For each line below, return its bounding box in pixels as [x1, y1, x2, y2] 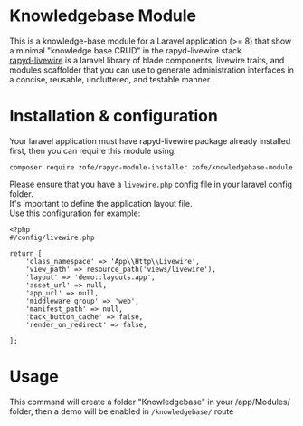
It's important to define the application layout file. [9, 198, 193, 208]
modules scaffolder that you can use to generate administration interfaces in [9, 64, 295, 75]
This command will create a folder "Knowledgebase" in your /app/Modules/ [9, 396, 291, 407]
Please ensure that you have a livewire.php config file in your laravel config [9, 179, 292, 189]
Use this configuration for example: [9, 208, 141, 218]
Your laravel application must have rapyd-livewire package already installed [9, 135, 291, 146]
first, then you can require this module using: [9, 145, 176, 156]
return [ [9, 248, 43, 258]
